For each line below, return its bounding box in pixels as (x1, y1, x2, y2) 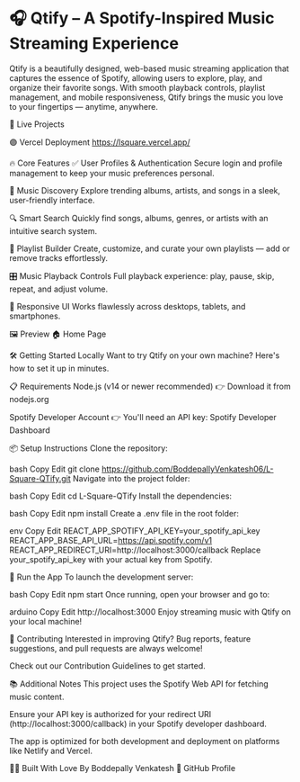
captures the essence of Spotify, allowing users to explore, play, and (9, 72, 263, 83)
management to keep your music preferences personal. (9, 167, 215, 178)
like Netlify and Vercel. (9, 745, 93, 756)
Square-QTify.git (9, 472, 72, 483)
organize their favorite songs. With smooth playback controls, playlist (9, 82, 266, 93)
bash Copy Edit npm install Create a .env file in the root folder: (9, 508, 240, 518)
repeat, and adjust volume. (9, 283, 109, 294)
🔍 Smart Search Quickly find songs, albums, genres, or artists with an (9, 212, 269, 223)
